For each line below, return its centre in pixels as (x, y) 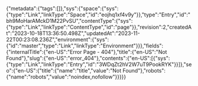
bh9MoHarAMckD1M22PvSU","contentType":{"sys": (69, 21)
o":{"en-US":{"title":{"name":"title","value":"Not (64, 70)
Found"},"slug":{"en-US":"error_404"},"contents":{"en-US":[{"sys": (88, 58)
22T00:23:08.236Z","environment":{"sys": (58, 39)
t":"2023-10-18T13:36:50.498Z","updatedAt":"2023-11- (73, 33)
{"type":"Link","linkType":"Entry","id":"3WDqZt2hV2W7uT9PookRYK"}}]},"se (99, 64)
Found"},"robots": (144, 70)
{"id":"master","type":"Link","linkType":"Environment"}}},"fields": (85, 46)
